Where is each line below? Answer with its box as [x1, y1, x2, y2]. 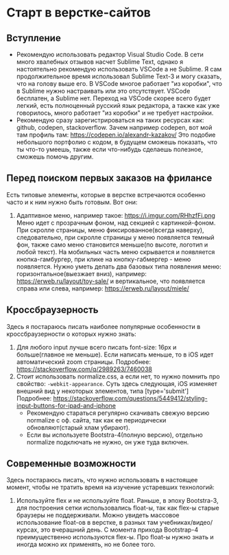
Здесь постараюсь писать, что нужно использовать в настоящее [6, 476, 198, 484]
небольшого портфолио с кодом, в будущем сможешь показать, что [16, 138, 217, 146]
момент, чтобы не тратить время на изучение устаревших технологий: [6, 483, 215, 492]
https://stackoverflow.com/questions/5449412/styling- [53, 394, 208, 403]
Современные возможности [6, 458, 136, 470]
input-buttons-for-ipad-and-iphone [16, 401, 116, 409]
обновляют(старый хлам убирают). [26, 423, 131, 431]
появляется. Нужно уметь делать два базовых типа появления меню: [16, 262, 221, 271]
